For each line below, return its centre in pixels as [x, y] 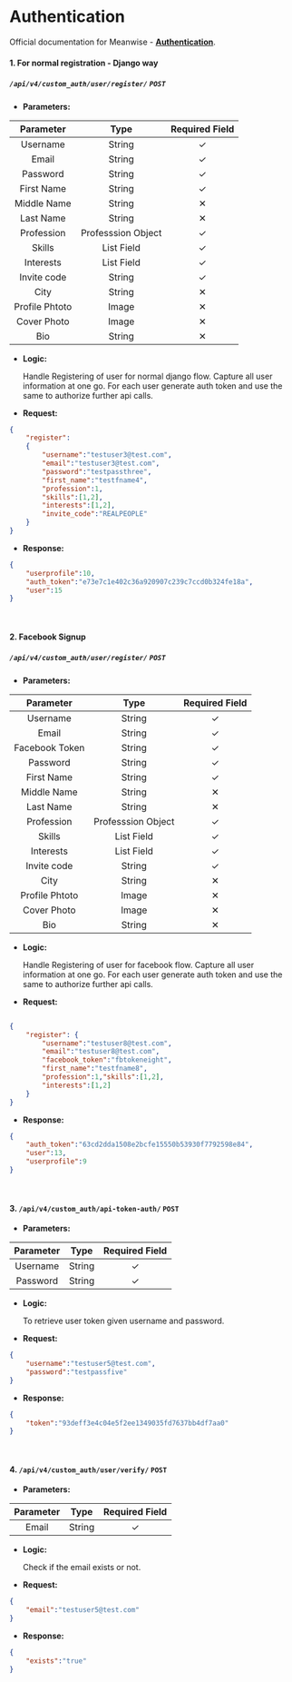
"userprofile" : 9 [57, 1162]
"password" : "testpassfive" [77, 1372]
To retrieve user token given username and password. [123, 1321]
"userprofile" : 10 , [60, 573]
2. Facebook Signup [48, 637]
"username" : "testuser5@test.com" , [91, 1364]
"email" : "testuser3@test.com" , [101, 463]
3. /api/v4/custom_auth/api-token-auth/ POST [94, 1208]
